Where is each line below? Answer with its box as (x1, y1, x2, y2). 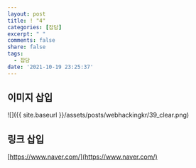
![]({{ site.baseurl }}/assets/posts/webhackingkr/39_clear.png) (7, 111, 190, 120)
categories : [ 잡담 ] (7, 23, 62, 31)
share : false (7, 43, 46, 51)
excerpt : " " (7, 30, 46, 38)
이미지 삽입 (7, 92, 53, 104)
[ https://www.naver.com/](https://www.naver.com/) (7, 152, 158, 161)
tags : (7, 51, 23, 58)
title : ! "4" (7, 17, 46, 24)
